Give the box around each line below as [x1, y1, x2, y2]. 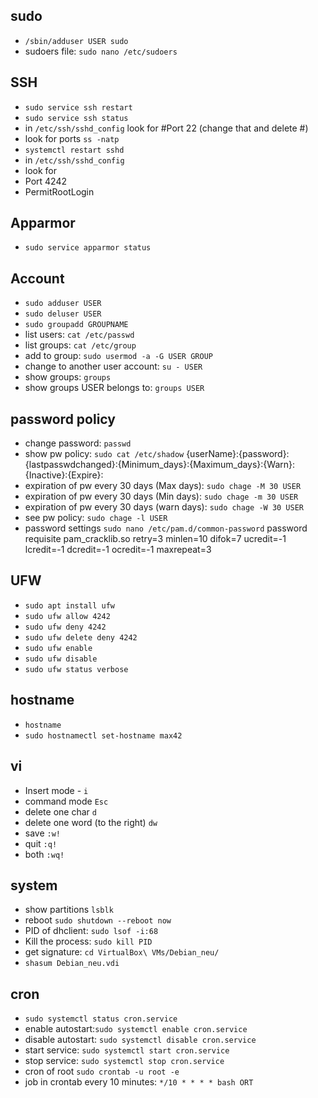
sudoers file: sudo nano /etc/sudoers [24, 45, 178, 57]
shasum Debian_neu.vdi [24, 959, 120, 969]
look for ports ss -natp [24, 132, 120, 144]
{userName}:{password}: [186, 448, 290, 460]
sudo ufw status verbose [24, 664, 129, 674]
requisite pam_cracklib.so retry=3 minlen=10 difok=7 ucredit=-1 [24, 533, 287, 545]
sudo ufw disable [24, 654, 98, 664]
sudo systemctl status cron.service [24, 1014, 178, 1024]
